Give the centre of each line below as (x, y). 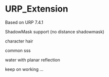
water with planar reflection (33, 60)
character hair (19, 41)
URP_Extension (36, 9)
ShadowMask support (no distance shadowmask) (55, 31)
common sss (18, 50)
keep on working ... (24, 69)
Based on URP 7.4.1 (24, 22)
